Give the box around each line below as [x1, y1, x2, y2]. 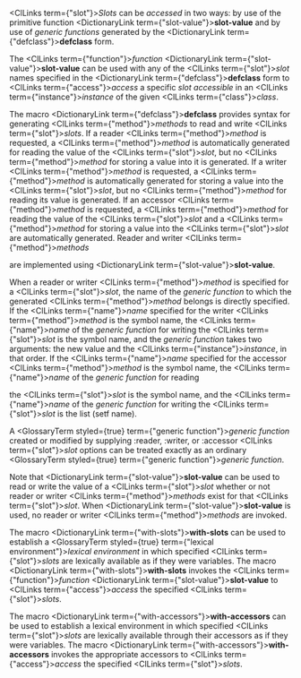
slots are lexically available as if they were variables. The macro [41, 555, 277, 566]
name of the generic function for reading [48, 372, 200, 382]
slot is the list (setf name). [41, 408, 137, 419]
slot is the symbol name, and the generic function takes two [41, 334, 262, 344]
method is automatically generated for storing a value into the [56, 176, 284, 186]
